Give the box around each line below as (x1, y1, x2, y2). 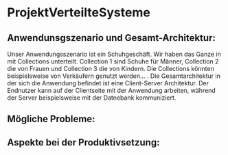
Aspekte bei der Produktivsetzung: (7, 137, 160, 148)
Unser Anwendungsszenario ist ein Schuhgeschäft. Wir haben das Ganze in (7, 50, 221, 58)
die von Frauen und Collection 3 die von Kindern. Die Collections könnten (7, 65, 214, 72)
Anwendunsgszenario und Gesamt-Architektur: (7, 32, 216, 44)
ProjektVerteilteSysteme (7, 5, 151, 20)
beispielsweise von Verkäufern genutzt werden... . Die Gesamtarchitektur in (7, 72, 221, 80)
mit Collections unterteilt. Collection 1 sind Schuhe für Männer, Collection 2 (7, 57, 219, 66)
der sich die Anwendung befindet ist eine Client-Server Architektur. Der (7, 79, 209, 87)
